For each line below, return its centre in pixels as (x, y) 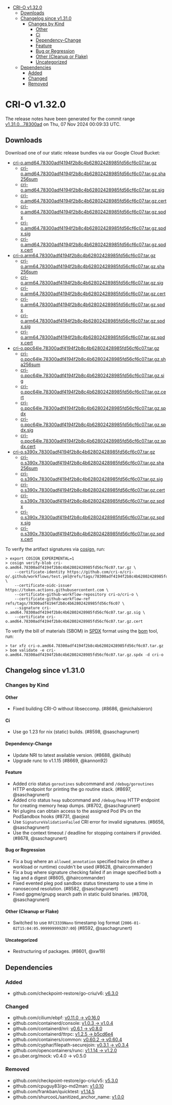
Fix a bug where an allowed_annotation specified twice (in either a (83, 862)
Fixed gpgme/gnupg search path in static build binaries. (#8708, (80, 894)
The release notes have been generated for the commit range (70, 119)
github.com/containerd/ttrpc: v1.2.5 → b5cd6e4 (63, 1034)
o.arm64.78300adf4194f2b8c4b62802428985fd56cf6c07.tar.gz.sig (92, 282)
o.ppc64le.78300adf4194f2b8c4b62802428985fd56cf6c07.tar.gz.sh (93, 359)
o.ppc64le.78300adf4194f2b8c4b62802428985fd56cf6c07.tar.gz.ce (93, 392)
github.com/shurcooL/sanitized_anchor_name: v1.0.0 (68, 1097)
